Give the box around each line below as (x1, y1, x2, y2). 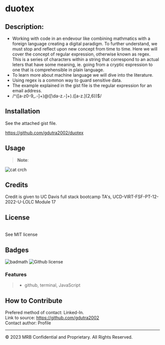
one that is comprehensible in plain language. (12, 67, 105, 73)
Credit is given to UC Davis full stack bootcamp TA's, (5, 194, 112, 200)
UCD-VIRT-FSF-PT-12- (112, 194, 159, 200)
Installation (5, 107, 40, 115)
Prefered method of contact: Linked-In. (5, 310, 84, 316)
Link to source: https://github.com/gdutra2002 (5, 315, 100, 321)
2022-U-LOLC (5, 199, 34, 205)
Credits (5, 181, 28, 189)
